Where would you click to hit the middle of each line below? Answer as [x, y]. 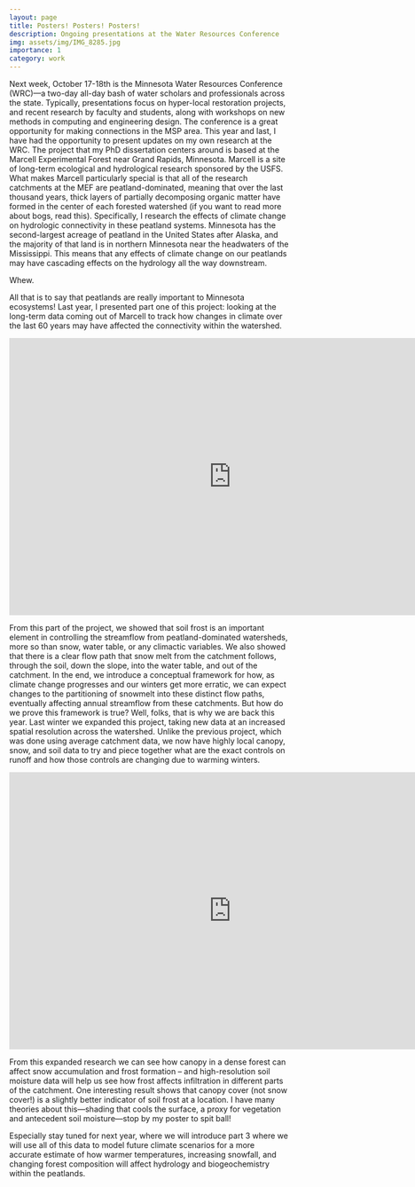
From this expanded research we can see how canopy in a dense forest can [148, 1062]
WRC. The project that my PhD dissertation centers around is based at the [145, 150]
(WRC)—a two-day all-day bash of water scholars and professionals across [147, 93]
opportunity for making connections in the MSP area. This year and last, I [143, 131]
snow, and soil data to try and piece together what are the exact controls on [147, 750]
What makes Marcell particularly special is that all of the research [129, 178]
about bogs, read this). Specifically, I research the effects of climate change [148, 216]
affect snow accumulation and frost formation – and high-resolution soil [140, 1071]
